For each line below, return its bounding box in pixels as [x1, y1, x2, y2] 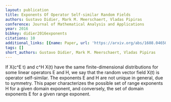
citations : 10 [5, 36, 36, 41]
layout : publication [5, 7, 49, 13]
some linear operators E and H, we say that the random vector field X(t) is [5, 69, 160, 75]
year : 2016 [5, 26, 28, 31]
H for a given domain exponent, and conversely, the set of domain [5, 85, 144, 91]
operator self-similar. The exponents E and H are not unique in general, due [5, 75, 163, 81]
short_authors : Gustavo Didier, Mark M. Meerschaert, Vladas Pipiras [5, 50, 156, 55]
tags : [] [5, 45, 24, 50]
